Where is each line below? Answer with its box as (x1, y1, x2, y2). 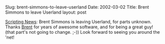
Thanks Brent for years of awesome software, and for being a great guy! (5, 24, 153, 30)
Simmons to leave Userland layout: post (5, 9, 87, 15)
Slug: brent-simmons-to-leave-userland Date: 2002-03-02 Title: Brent (5, 4, 149, 10)
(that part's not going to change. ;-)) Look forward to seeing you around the (5, 29, 160, 35)
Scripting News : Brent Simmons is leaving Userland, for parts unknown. (5, 19, 152, 24)
